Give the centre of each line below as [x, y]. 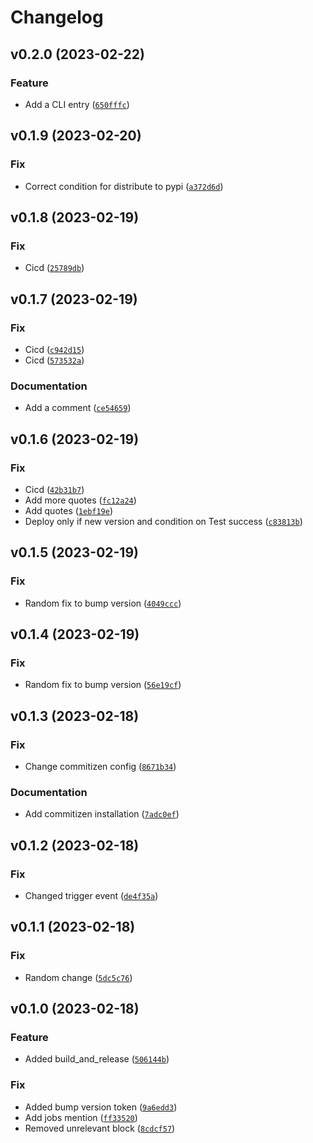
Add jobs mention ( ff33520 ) [81, 1117]
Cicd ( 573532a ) [54, 360]
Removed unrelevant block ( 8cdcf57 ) [100, 1128]
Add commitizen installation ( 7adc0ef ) [102, 814]
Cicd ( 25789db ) [54, 268]
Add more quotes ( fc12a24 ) [80, 500]
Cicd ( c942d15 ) [54, 349]
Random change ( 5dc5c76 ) [78, 977]
